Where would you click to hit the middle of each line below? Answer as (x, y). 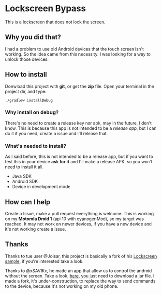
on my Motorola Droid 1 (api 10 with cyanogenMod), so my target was (74, 219)
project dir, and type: (26, 91)
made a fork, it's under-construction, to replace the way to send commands (80, 281)
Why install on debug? (32, 112)
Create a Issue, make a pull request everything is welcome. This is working (80, 213)
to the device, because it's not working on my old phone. (62, 286)
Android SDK (25, 182)
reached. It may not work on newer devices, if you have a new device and (79, 224)
